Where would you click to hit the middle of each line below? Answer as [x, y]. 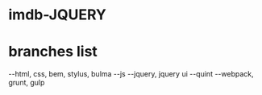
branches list [53, 52]
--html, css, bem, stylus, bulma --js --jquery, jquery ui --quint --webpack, [131, 74]
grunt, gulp [27, 83]
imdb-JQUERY [57, 15]
